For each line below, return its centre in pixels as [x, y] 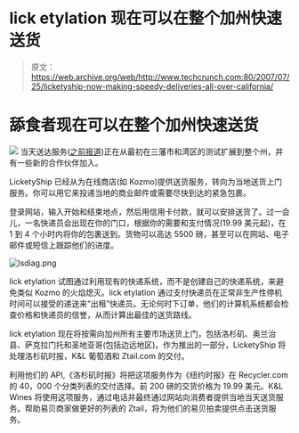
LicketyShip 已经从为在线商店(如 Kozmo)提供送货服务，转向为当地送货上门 [146, 181]
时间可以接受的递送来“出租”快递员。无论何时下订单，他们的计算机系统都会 [145, 303]
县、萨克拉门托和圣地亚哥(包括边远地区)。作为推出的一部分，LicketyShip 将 [148, 345]
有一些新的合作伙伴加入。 [56, 162]
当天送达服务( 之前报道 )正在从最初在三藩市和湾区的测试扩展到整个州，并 [152, 151]
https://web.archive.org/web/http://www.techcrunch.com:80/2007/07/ [160, 77]
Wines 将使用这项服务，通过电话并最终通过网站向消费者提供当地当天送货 [142, 396]
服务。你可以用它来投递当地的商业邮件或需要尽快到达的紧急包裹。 [130, 192]
